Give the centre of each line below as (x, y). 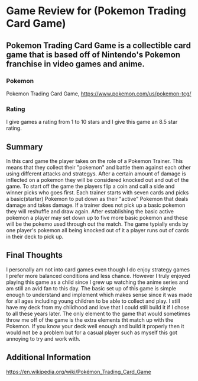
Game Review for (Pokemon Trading (96, 11)
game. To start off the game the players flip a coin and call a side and (90, 186)
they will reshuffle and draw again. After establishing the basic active (90, 211)
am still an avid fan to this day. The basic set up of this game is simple (91, 288)
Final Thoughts (35, 255)
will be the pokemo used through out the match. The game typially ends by (97, 224)
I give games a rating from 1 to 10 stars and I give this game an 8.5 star (92, 122)
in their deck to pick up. (35, 236)
